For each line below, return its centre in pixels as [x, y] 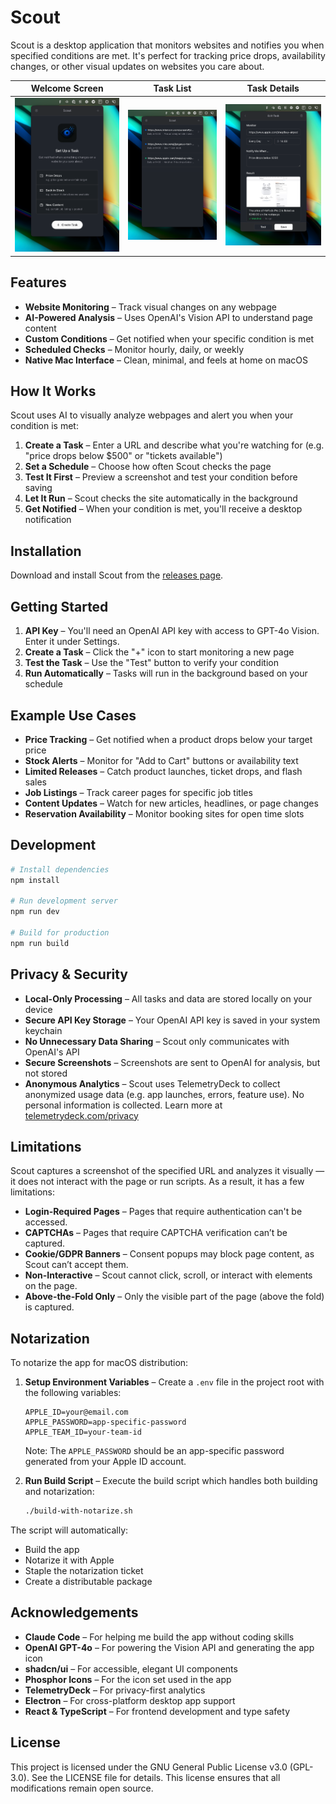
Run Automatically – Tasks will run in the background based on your [166, 673]
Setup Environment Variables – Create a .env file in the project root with [174, 1382]
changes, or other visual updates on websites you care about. [137, 66]
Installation [46, 551]
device [38, 1009]
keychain [43, 1030]
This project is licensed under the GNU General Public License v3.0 [149, 1767]
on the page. [51, 1286]
